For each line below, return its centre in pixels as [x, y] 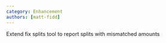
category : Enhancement [34, 11]
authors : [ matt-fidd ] [33, 17]
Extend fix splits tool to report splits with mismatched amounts [83, 34]
